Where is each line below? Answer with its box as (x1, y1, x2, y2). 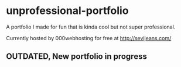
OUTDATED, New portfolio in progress (6, 51, 148, 62)
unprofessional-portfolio (6, 4, 129, 17)
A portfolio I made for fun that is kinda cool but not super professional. (6, 23, 176, 30)
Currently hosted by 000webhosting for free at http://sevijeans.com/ (6, 34, 172, 41)
